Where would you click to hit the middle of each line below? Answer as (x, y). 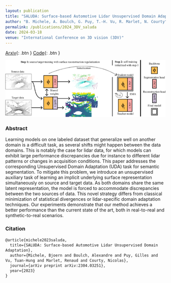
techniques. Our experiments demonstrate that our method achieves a (79, 205)
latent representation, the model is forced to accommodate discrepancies (82, 188)
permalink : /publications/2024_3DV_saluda (51, 27)
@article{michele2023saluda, (36, 240)
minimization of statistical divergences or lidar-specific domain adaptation (83, 199)
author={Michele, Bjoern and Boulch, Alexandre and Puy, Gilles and (84, 255)
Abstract (17, 129)
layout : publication (27, 11)
